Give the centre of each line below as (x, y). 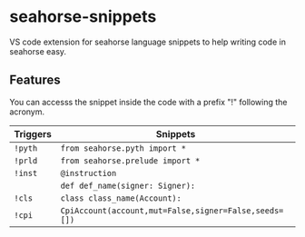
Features (35, 80)
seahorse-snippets (83, 17)
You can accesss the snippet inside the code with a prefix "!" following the (148, 102)
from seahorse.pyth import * (123, 148)
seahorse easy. (38, 51)
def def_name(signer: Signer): (128, 185)
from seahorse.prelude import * (130, 160)
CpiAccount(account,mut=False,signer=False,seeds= (172, 210)
